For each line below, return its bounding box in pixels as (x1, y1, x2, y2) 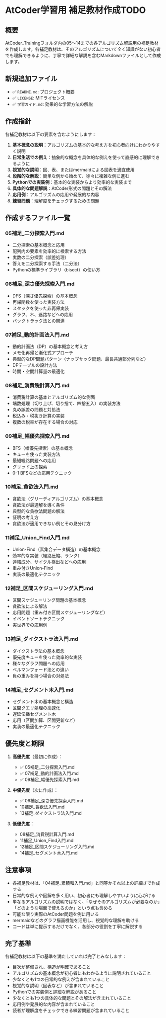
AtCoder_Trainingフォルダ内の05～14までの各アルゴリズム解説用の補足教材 (5, 40, 159, 46)
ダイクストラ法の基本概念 (12, 648, 65, 654)
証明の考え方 (12, 514, 39, 520)
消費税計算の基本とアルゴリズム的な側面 (12, 394, 95, 400)
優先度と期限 (5, 739, 45, 748)
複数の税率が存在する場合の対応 (12, 419, 78, 425)
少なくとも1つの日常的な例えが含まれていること (12, 976, 110, 982)
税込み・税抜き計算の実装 (12, 413, 65, 419)
